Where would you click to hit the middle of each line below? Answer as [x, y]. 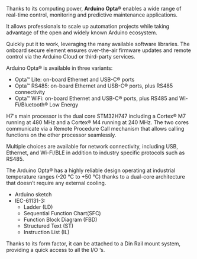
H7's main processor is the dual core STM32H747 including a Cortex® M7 [96, 116]
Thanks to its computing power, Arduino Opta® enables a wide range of [94, 9]
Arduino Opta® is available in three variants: [59, 68]
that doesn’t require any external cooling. [56, 183]
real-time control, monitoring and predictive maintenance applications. [92, 15]
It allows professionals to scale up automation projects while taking [88, 26]
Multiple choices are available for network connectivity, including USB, [92, 146]
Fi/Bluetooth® [31, 105]
